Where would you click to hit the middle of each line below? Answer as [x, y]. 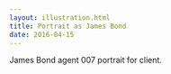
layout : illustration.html [60, 18]
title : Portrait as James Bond [68, 26]
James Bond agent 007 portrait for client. [85, 60]
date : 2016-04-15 [42, 34]
